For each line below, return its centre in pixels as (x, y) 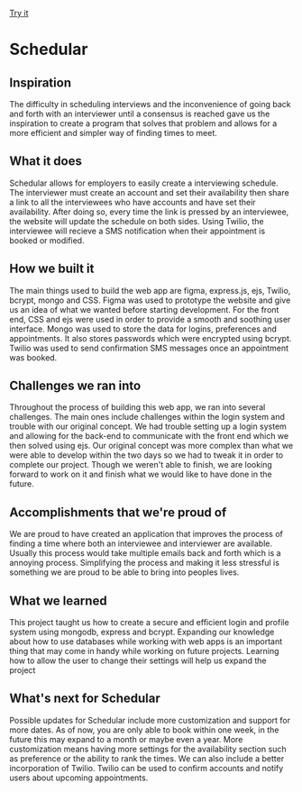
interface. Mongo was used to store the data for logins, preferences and (143, 329)
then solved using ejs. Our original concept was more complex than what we (151, 446)
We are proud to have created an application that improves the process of (146, 534)
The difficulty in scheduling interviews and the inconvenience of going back (150, 104)
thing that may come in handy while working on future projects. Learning (144, 651)
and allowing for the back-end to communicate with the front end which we (149, 436)
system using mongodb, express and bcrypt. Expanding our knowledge (142, 632)
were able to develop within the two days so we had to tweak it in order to (146, 455)
